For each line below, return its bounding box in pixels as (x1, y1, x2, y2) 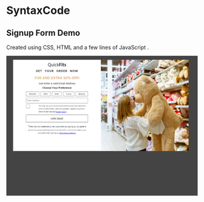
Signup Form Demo (6, 28, 81, 38)
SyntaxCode (6, 4, 70, 18)
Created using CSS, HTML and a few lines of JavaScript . (6, 44, 149, 51)
